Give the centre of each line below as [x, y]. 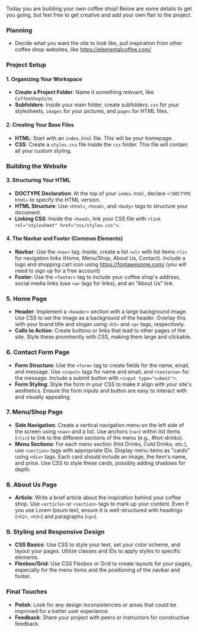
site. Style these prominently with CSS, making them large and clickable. [103, 337]
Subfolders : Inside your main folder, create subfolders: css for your [97, 105]
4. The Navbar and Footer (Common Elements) [65, 238]
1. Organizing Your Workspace [44, 79]
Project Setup [26, 65]
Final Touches [27, 592]
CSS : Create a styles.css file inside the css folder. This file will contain [101, 144]
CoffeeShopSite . [34, 99]
